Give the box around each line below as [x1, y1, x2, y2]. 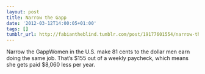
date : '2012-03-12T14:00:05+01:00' [6, 20, 97, 26]
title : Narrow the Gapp [6, 15, 67, 21]
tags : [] [6, 25, 29, 32]
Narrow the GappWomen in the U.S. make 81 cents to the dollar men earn [6, 48, 190, 55]
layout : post [6, 8, 40, 15]
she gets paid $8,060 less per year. [6, 61, 96, 69]
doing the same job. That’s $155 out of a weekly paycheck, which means [6, 55, 189, 62]
